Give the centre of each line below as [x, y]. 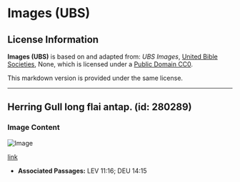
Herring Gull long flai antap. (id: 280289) [100, 107]
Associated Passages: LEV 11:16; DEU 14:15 [82, 171]
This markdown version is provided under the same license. [95, 78]
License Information [53, 40]
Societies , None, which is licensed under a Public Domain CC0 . [100, 64]
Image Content [34, 128]
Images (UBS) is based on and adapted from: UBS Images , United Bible [112, 56]
